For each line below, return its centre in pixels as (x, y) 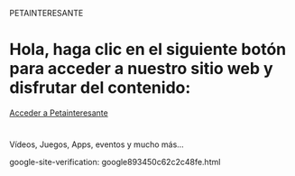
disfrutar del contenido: (100, 88)
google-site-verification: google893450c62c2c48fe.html (115, 162)
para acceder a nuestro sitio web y (141, 69)
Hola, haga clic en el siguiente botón (148, 50)
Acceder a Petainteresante (59, 113)
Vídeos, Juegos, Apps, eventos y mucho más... (97, 144)
